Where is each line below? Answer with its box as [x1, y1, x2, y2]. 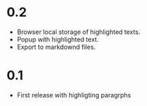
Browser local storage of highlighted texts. [16, 28, 141, 36]
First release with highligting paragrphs [16, 90, 131, 99]
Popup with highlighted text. [16, 35, 100, 43]
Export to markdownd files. [16, 42, 96, 51]
